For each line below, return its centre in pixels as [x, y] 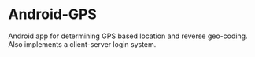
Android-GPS [52, 14]
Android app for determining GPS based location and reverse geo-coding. [128, 36]
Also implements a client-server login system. [82, 44]
